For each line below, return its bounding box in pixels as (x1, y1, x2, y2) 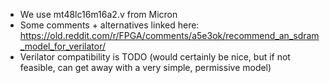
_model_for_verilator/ (19, 40, 107, 52)
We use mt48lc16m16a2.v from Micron (19, 9, 178, 20)
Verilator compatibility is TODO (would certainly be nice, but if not (19, 51, 291, 63)
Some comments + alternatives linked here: (19, 19, 200, 31)
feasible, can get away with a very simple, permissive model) (19, 62, 272, 73)
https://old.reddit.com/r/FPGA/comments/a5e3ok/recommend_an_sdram (19, 30, 320, 41)
